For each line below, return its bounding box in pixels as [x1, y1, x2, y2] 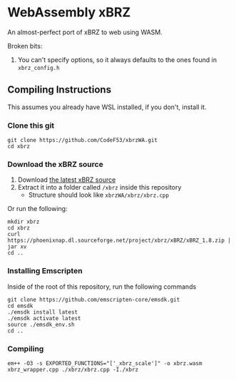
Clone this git [7, 120, 55, 130]
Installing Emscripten [7, 266, 83, 276]
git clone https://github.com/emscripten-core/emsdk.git [7, 296, 180, 303]
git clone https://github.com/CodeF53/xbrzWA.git [7, 137, 158, 144]
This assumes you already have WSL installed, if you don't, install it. [7, 103, 207, 111]
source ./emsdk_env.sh [7, 321, 75, 328]
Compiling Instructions [7, 83, 112, 96]
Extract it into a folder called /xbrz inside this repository [17, 183, 182, 192]
